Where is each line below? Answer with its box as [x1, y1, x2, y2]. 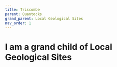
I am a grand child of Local [5, 42, 113, 52]
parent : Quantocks [5, 12, 42, 17]
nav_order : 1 [5, 20, 31, 26]
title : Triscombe [5, 7, 40, 12]
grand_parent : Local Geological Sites [5, 16, 83, 21]
